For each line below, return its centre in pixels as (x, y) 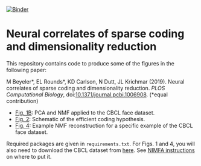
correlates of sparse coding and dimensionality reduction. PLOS (86, 88)
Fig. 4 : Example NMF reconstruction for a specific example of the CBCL (104, 125)
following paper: (27, 70)
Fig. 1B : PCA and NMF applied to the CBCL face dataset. (85, 113)
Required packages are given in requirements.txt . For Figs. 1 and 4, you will (101, 144)
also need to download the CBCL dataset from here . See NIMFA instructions (101, 150)
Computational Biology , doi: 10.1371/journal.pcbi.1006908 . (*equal (87, 95)
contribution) (22, 101)
